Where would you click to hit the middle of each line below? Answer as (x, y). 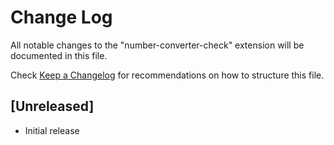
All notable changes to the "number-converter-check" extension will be (157, 45)
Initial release (52, 130)
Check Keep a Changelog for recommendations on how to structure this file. (167, 75)
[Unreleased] (52, 106)
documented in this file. (59, 55)
